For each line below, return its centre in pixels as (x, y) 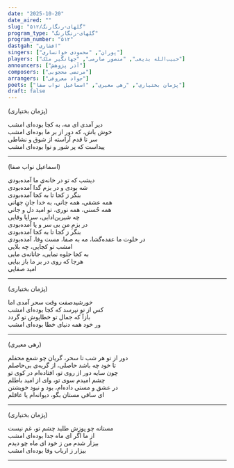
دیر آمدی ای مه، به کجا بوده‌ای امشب (56, 124)
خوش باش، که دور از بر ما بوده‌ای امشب (60, 132)
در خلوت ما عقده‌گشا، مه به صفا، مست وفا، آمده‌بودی (77, 239)
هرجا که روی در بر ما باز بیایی (46, 261)
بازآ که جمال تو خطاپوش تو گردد (49, 317)
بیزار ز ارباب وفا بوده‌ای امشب (47, 451)
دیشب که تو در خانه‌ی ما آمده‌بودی (51, 180)
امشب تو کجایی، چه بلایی (40, 247)
